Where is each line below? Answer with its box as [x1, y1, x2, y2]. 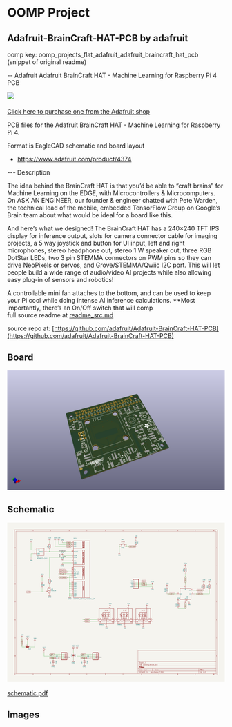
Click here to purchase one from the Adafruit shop [7, 108, 151, 115]
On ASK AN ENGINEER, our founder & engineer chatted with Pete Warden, [7, 197, 218, 204]
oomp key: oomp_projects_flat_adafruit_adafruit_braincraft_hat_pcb [7, 50, 199, 59]
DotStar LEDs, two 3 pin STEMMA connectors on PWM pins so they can [7, 254, 212, 261]
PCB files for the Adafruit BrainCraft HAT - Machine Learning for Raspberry [7, 121, 221, 129]
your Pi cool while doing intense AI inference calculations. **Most [7, 297, 195, 304]
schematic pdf [7, 689, 48, 697]
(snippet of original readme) [7, 58, 87, 66]
